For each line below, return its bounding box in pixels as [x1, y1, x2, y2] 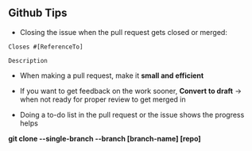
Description [8, 56, 48, 64]
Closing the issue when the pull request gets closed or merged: [19, 27, 228, 37]
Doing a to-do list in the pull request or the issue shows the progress [19, 110, 245, 119]
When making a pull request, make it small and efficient [19, 71, 204, 80]
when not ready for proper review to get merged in [19, 95, 186, 104]
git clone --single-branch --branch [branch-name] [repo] [8, 134, 201, 143]
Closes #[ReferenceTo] [8, 43, 83, 51]
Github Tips [8, 6, 68, 20]
